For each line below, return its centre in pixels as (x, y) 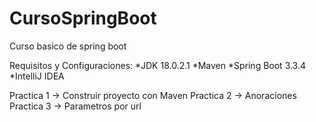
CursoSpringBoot (83, 18)
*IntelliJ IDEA (37, 76)
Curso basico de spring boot (68, 46)
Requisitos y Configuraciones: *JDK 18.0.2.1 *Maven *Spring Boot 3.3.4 (158, 65)
